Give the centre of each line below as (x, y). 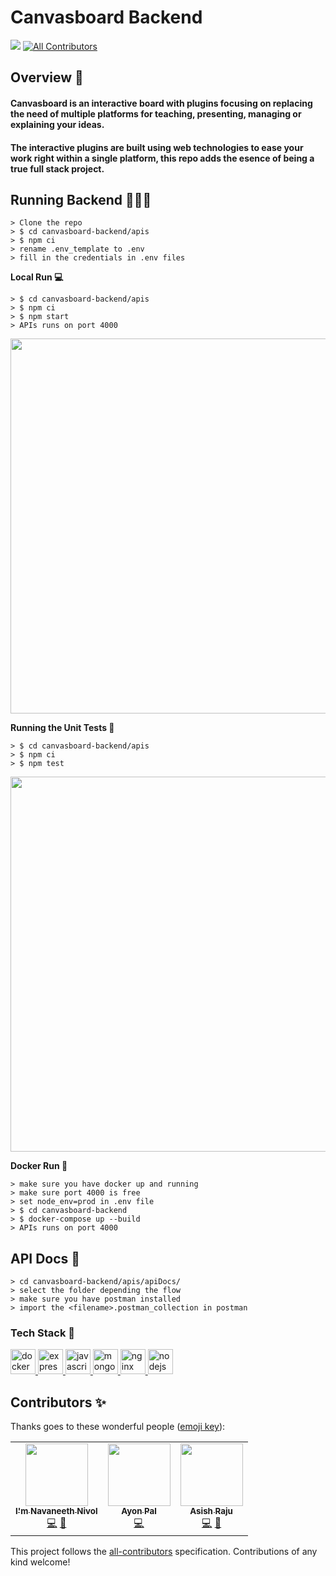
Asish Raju (211, 1511)
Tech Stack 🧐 (43, 1333)
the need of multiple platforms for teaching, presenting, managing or (156, 113)
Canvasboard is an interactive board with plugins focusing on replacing (161, 103)
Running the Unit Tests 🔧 (62, 728)
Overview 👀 (47, 77)
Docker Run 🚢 (39, 1166)
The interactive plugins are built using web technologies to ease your (157, 147)
